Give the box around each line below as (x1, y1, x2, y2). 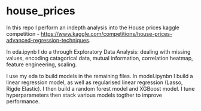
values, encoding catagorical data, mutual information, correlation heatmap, (6, 54, 193, 61)
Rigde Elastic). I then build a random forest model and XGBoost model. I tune (6, 85, 195, 92)
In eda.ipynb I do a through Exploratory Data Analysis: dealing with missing (6, 48, 191, 55)
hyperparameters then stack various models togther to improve (6, 91, 163, 98)
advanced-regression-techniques (6, 36, 89, 44)
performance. (6, 97, 40, 105)
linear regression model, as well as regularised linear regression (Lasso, (6, 79, 183, 86)
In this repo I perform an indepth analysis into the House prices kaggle (6, 24, 179, 31)
